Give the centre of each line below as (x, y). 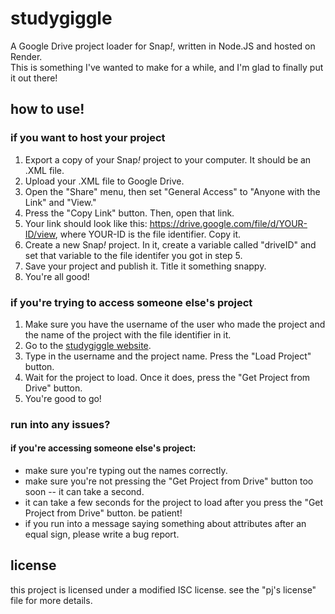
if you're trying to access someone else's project (131, 302)
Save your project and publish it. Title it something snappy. (145, 266)
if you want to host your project (88, 138)
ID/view (40, 234)
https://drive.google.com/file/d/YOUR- (228, 223)
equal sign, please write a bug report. (102, 534)
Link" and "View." (60, 202)
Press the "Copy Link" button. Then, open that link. (129, 213)
